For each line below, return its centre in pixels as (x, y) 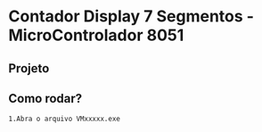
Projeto (29, 68)
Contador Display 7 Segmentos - (131, 16)
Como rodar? (45, 99)
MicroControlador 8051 (96, 35)
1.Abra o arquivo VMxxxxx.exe (65, 119)
